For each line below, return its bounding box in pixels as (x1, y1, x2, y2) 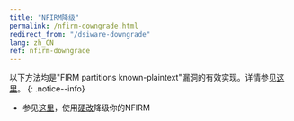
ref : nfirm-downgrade (9, 47, 91, 56)
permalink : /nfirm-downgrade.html (9, 22, 139, 30)
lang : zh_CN (9, 38, 54, 48)
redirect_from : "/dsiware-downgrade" (9, 30, 151, 39)
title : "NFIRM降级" (9, 13, 80, 22)
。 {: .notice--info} (17, 83, 85, 94)
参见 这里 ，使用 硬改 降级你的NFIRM (22, 102, 151, 113)
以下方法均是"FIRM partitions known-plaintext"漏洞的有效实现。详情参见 (9, 73, 277, 83)
